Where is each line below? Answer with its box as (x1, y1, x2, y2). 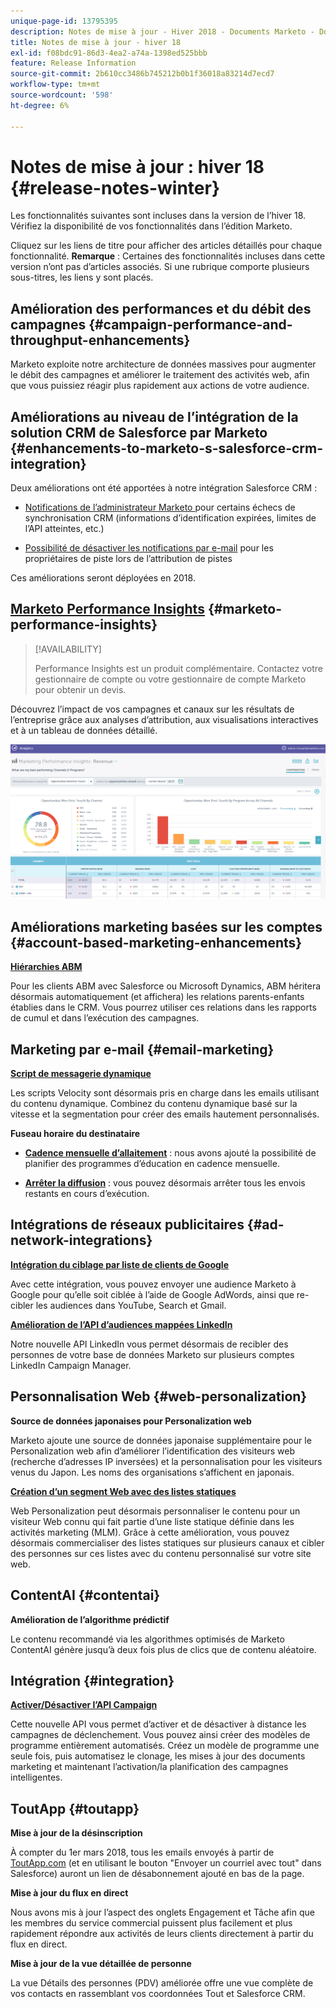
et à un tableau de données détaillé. (10, 724, 158, 736)
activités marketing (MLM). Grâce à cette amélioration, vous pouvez (10, 1526, 290, 1538)
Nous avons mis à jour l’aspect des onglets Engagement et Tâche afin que (10, 1906, 315, 1919)
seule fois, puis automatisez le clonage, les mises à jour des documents (10, 1750, 306, 1762)
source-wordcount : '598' (10, 90, 114, 100)
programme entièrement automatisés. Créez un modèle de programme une (10, 1740, 320, 1752)
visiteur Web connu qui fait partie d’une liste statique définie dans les (10, 1515, 295, 1527)
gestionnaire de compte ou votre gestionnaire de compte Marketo (34, 673, 307, 685)
